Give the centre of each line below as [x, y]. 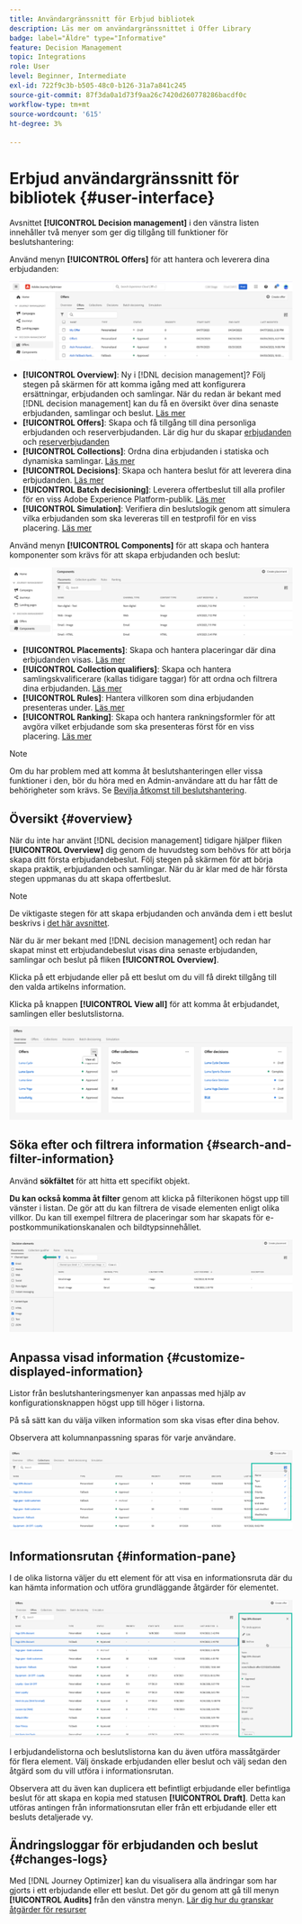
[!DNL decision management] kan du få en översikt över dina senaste [150, 404]
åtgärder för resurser [48, 1910]
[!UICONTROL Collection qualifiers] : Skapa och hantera [127, 669]
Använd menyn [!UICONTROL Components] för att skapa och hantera [139, 546]
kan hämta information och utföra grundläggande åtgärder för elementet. [144, 1588]
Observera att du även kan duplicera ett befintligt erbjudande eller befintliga [150, 1788]
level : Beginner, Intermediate [68, 77]
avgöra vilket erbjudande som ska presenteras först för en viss [138, 727]
